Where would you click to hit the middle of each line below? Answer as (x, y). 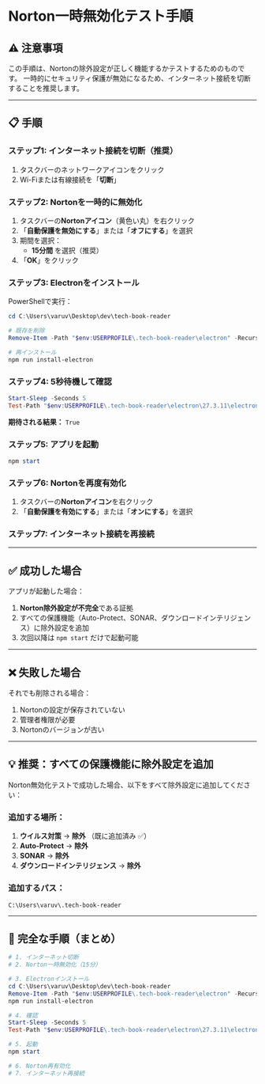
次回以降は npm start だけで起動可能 (79, 638)
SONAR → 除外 (44, 856)
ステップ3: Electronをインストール (74, 282)
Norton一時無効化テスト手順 (101, 16)
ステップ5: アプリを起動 (54, 444)
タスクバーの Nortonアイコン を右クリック (86, 502)
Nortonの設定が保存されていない (72, 710)
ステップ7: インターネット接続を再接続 (82, 534)
